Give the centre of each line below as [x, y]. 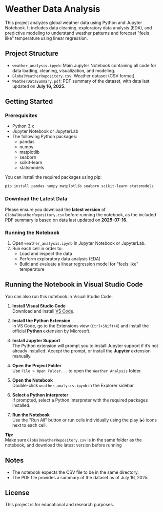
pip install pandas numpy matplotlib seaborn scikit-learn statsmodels [79, 186]
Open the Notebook [32, 380]
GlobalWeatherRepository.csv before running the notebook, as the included [81, 214]
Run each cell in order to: [37, 248]
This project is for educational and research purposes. [60, 505]
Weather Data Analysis [53, 9]
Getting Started [29, 102]
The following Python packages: [44, 137]
